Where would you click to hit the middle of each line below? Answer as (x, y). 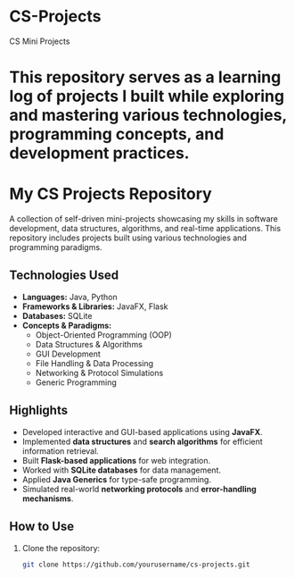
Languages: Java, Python (70, 297)
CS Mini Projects (40, 41)
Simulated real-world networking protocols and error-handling (139, 489)
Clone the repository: (61, 548)
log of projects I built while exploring (147, 96)
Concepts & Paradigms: (67, 325)
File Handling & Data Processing (94, 363)
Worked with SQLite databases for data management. (121, 470)
